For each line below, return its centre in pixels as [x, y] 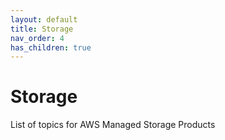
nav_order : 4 [37, 38]
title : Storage [42, 29]
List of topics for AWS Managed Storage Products [113, 125]
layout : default [44, 19]
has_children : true [51, 47]
